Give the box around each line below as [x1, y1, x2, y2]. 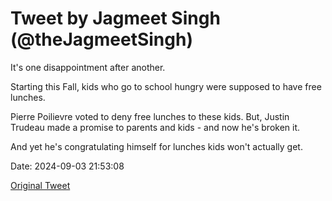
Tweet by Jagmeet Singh [10, 7, 221, 30]
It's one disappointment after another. [10, 61, 166, 73]
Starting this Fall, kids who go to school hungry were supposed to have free [10, 80, 322, 92]
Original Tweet [10, 179, 71, 191]
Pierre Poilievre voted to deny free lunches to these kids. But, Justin [10, 110, 290, 122]
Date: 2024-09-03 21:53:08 [10, 160, 125, 172]
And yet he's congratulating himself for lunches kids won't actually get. [10, 140, 303, 152]
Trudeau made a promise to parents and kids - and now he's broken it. [10, 121, 301, 133]
